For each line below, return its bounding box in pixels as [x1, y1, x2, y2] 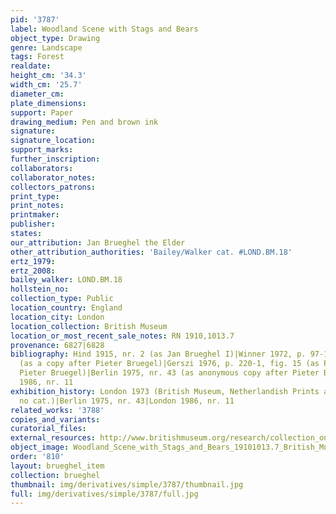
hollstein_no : [10, 284, 70, 295]
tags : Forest [10, 52, 65, 62]
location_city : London [10, 312, 105, 322]
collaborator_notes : [10, 172, 97, 183]
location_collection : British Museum [10, 321, 168, 331]
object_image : [10, 442, 70, 453]
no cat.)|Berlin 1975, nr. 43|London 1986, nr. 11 [19, 396, 235, 406]
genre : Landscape [10, 42, 83, 53]
